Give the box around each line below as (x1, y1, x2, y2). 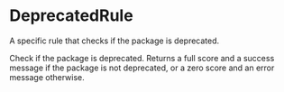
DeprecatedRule (9, 5, 133, 26)
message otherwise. (9, 71, 85, 82)
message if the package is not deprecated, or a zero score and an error (9, 62, 275, 73)
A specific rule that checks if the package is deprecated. (9, 35, 220, 46)
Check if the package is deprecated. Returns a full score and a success (9, 52, 275, 63)
